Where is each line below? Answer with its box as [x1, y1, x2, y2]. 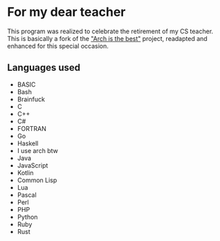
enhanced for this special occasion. [7, 42, 109, 50]
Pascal [17, 190, 37, 199]
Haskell [17, 139, 39, 148]
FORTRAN [17, 124, 47, 132]
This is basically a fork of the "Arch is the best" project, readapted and [7, 34, 208, 42]
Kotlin [17, 168, 34, 177]
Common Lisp [17, 176, 57, 184]
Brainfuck [17, 95, 45, 103]
